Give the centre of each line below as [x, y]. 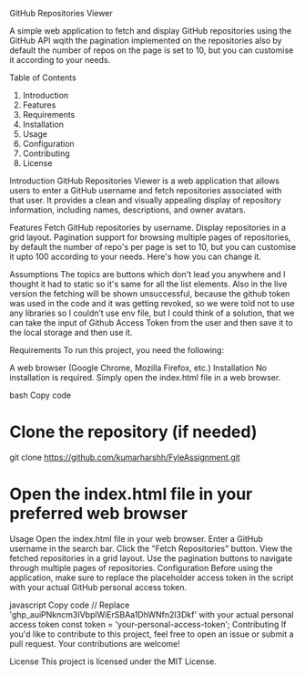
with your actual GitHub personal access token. [98, 587]
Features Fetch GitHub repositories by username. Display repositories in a [148, 228]
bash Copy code [41, 395]
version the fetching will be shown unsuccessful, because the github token [150, 294]
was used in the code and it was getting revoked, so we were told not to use [152, 303]
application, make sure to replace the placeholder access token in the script [152, 577]
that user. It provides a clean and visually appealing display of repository [145, 200]
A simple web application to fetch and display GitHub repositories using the [151, 31]
